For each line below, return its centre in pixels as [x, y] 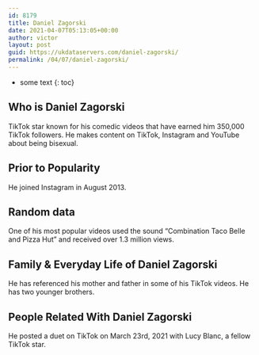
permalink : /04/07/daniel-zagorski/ [69, 60]
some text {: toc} [47, 82]
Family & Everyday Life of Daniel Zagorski [113, 264]
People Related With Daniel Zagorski [100, 317]
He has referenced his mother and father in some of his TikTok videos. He [129, 284]
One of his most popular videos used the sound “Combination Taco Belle [127, 231]
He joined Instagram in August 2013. [67, 187]
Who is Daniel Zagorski [67, 107]
